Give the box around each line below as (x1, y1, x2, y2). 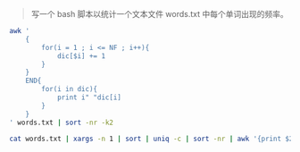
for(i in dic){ (41, 85, 98, 94)
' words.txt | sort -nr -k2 (9, 118, 114, 127)
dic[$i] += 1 (56, 51, 105, 61)
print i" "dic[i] (56, 93, 122, 102)
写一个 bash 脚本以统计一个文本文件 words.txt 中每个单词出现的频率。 (30, 9, 288, 19)
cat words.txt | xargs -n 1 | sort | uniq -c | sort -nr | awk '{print (9, 134, 282, 143)
